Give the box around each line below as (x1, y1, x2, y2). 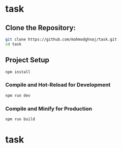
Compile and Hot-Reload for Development (5, 81, 111, 88)
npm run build (5, 116, 36, 121)
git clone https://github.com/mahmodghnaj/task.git (5, 37, 117, 42)
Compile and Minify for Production (5, 105, 93, 112)
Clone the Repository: (5, 23, 76, 32)
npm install (5, 69, 30, 75)
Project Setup (5, 56, 50, 64)
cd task (5, 41, 22, 46)
